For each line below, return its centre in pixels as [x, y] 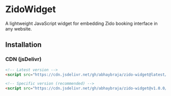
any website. [19, 28]
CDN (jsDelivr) [23, 59]
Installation [23, 45]
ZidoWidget [31, 9]
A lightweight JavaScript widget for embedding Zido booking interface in [81, 23]
